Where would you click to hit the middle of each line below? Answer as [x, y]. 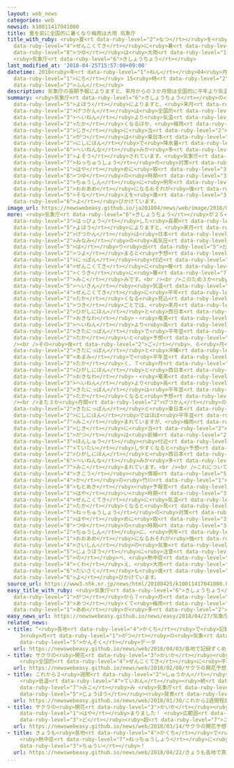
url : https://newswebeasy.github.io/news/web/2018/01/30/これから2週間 [116, 700]
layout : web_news [32, 14]
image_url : [23, 208]
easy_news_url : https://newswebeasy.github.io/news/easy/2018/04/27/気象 [116, 616]
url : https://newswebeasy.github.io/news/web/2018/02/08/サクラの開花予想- [122, 668]
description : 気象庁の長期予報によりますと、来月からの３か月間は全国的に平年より [113, 91]
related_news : [28, 623]
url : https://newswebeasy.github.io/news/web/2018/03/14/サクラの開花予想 [120, 727]
